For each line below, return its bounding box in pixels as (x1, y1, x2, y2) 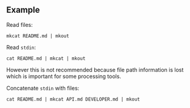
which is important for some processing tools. (6, 73, 122, 80)
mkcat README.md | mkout (6, 33, 69, 39)
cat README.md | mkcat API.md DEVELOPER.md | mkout (6, 96, 140, 103)
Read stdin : (6, 43, 37, 51)
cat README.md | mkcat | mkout (6, 55, 86, 62)
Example (6, 5, 40, 15)
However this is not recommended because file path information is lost (6, 66, 184, 73)
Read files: (6, 21, 33, 28)
